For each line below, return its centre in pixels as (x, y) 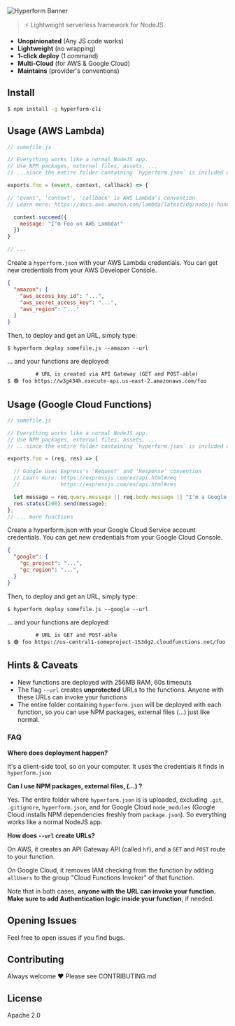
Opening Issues (42, 921)
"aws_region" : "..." (50, 309)
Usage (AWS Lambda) (56, 131)
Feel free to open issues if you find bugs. (66, 937)
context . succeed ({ (41, 217)
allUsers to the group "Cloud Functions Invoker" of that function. (101, 877)
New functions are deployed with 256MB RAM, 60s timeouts (105, 682)
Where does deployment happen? (58, 753)
